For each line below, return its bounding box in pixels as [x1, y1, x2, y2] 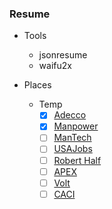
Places [23, 79, 52, 91]
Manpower [53, 120, 99, 132]
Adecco [53, 109, 87, 121]
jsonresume [38, 49, 88, 61]
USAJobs [53, 143, 93, 155]
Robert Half [53, 154, 102, 166]
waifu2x [38, 60, 72, 72]
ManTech [53, 132, 92, 144]
